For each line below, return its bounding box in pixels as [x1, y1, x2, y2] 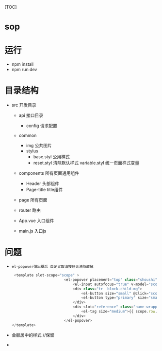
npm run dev [11, 67, 37, 73]
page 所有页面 [18, 197, 48, 203]
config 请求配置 [26, 123, 58, 129]
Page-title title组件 [26, 187, 63, 193]
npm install [11, 61, 34, 67]
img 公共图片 [26, 143, 52, 148]
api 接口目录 [18, 112, 44, 118]
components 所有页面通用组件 [18, 170, 80, 176]
